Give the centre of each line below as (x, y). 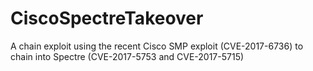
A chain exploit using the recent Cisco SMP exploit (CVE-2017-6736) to (157, 46)
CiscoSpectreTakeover (107, 18)
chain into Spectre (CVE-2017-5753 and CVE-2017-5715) (127, 56)
